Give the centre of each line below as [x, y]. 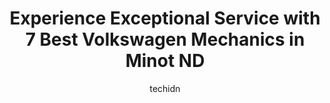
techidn [165, 88]
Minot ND [165, 61]
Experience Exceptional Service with [165, 18]
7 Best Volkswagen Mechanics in [165, 39]
